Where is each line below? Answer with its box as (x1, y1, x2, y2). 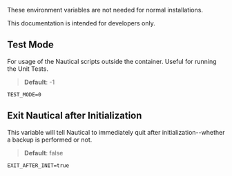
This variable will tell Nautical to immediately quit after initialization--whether (7, 128, 225, 136)
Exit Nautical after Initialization (7, 110, 142, 122)
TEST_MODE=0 (7, 91, 41, 98)
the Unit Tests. (7, 65, 48, 73)
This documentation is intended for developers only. (7, 19, 155, 27)
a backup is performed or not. (7, 135, 93, 144)
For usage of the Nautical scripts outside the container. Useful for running (7, 57, 217, 65)
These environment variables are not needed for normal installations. (7, 6, 204, 14)
